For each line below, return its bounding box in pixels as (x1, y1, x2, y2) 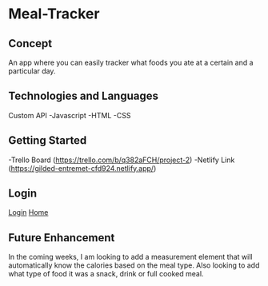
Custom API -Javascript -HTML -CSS (8, 110, 131, 120)
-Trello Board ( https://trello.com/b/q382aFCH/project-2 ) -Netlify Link (8, 155, 235, 165)
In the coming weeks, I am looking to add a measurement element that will (8, 252, 253, 262)
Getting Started (8, 133, 87, 148)
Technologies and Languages (8, 89, 158, 103)
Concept (8, 37, 53, 50)
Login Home (8, 208, 49, 217)
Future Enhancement (8, 231, 115, 244)
